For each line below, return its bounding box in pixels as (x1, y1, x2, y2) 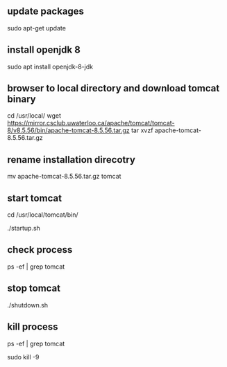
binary (7, 93, 36, 105)
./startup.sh (7, 224, 40, 233)
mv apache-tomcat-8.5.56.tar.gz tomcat (7, 172, 121, 181)
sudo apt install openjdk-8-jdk (7, 62, 94, 71)
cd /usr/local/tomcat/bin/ (7, 211, 78, 219)
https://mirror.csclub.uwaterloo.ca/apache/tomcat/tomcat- (7, 119, 175, 127)
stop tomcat (7, 283, 61, 294)
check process (7, 244, 73, 256)
